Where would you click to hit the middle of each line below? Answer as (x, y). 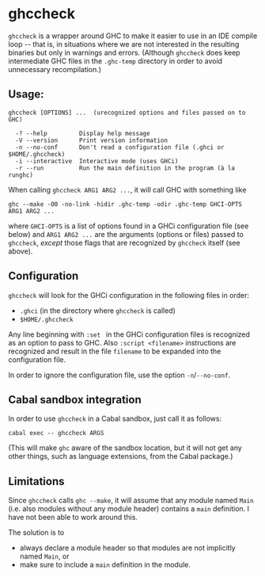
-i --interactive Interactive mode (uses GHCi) (97, 161)
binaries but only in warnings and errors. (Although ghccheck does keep (124, 52)
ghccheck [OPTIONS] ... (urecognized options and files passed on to (127, 113)
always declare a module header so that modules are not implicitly (127, 548)
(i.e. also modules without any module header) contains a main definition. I (129, 509)
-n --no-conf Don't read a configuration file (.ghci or (120, 147)
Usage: (26, 95)
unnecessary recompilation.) (55, 69)
